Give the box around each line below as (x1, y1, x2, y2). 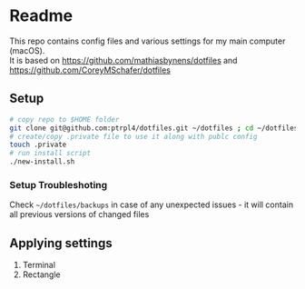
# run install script (9, 149, 92, 158)
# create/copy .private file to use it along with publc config (9, 132, 258, 141)
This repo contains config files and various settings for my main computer (9, 35, 286, 46)
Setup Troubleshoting (9, 178, 108, 191)
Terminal (22, 260, 56, 271)
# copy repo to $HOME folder (9, 115, 120, 124)
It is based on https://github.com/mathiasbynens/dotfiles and (9, 55, 238, 65)
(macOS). (9, 45, 45, 55)
